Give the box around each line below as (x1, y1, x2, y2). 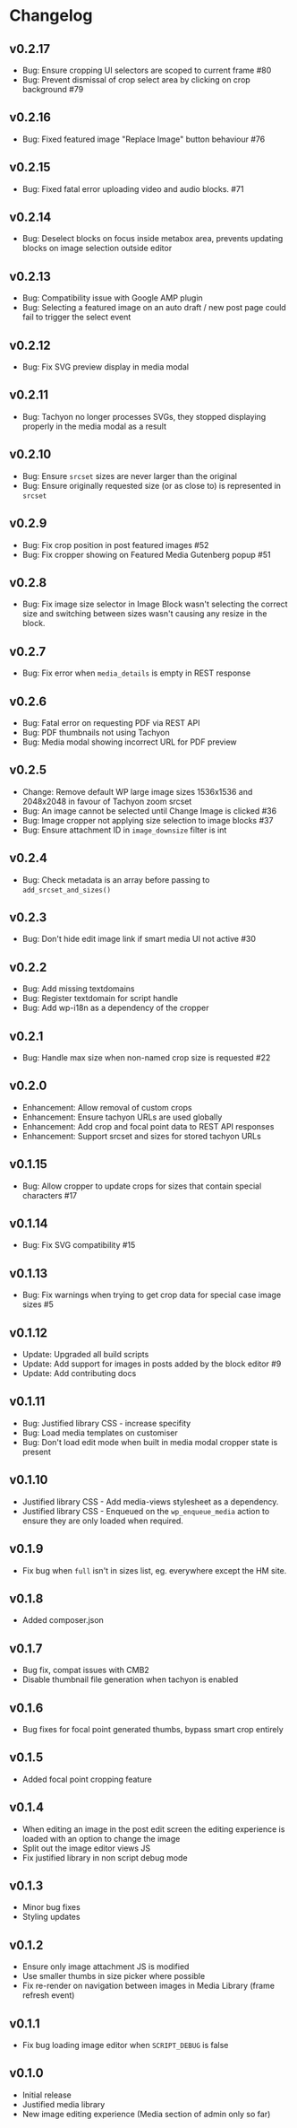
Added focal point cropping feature (21, 1774, 152, 1784)
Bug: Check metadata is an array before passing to (21, 874, 210, 885)
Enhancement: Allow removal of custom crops (21, 1102, 192, 1112)
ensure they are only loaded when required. (21, 1515, 183, 1526)
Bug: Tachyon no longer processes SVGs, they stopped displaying (21, 411, 267, 422)
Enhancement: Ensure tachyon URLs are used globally (21, 1112, 223, 1122)
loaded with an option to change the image (21, 1833, 181, 1844)
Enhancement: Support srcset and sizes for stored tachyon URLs (21, 1130, 261, 1141)
